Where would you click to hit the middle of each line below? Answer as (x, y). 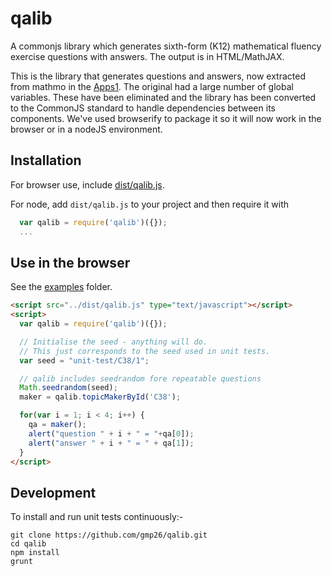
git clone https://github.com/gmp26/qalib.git (109, 535)
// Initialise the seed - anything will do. (113, 342)
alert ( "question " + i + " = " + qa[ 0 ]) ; (111, 433)
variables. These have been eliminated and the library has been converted (163, 97)
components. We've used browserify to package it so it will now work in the (166, 118)
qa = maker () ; (57, 425)
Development (53, 492)
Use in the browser (70, 262)
